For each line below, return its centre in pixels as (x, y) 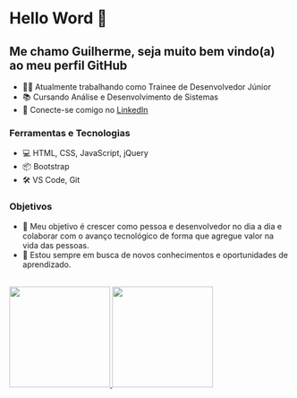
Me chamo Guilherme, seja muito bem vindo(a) (142, 52)
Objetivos (31, 207)
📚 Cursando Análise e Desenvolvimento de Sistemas (120, 97)
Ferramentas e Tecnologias (70, 133)
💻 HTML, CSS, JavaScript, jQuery (85, 153)
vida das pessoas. (55, 245)
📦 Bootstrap (46, 167)
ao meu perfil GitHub (68, 65)
